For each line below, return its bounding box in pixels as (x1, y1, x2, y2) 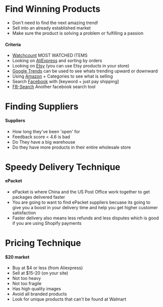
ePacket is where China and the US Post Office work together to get (12, 188, 150, 195)
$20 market (5, 254, 29, 260)
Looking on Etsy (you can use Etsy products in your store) (12, 63, 130, 69)
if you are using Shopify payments (12, 220, 82, 226)
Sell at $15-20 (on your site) (12, 270, 69, 276)
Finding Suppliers (5, 101, 79, 112)
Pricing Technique (5, 238, 81, 249)
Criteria (5, 41, 21, 47)
